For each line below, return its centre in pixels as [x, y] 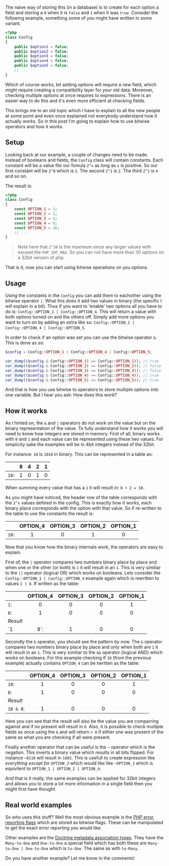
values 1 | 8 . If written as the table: [42, 584]
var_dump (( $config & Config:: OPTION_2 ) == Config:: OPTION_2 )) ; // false [83, 366]
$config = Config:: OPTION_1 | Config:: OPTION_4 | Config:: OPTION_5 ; [79, 352]
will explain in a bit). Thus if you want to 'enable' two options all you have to [84, 306]
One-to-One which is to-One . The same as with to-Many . [82, 848]
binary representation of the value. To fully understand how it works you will [84, 428]
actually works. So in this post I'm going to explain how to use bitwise [77, 121]
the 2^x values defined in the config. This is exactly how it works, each [79, 503]
